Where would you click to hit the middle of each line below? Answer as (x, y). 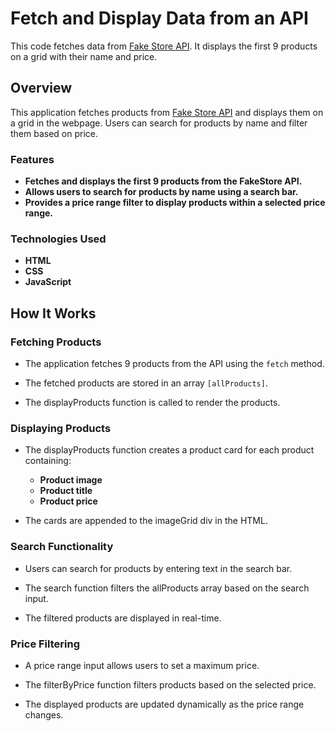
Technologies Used (58, 239)
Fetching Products (56, 342)
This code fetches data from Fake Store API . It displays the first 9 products (164, 46)
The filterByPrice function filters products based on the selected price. (170, 684)
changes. (44, 714)
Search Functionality (62, 547)
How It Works (53, 313)
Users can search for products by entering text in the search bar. (158, 568)
